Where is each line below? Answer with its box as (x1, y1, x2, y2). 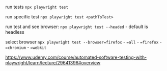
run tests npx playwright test (5, 4, 69, 10)
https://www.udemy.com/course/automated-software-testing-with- (5, 54, 147, 60)
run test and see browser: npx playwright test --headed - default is (5, 23, 149, 30)
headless (5, 29, 24, 35)
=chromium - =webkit (5, 44, 47, 50)
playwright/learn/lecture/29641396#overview (5, 60, 101, 65)
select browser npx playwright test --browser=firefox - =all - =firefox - (5, 39, 162, 45)
